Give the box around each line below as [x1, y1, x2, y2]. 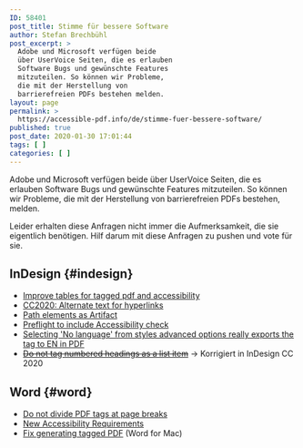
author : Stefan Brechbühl [9, 30, 107, 39]
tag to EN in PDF [22, 339, 85, 350]
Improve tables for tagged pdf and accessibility [22, 290, 200, 301]
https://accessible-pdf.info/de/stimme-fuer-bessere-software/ [17, 115, 262, 124]
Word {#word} [9, 384, 93, 400]
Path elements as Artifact [22, 310, 118, 321]
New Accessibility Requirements [22, 418, 144, 429]
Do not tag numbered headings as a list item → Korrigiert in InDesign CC [22, 348, 294, 360]
